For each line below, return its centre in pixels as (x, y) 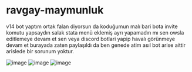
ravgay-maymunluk (55, 10)
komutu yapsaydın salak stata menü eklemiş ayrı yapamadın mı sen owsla (95, 32)
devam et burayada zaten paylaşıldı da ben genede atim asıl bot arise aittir (96, 45)
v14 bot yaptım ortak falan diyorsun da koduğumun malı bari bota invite (92, 26)
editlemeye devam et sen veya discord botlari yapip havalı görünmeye (90, 39)
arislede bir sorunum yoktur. (40, 51)
